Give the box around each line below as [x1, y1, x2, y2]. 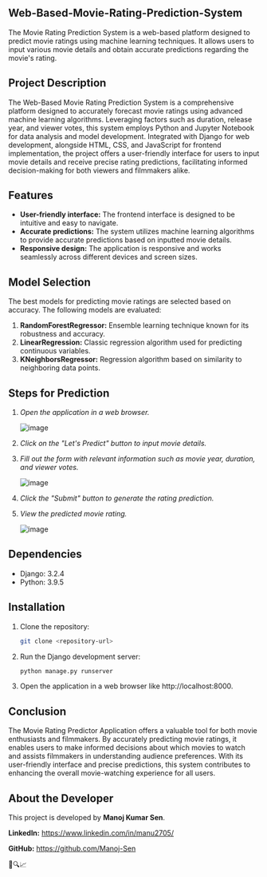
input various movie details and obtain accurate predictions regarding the [8, 44, 249, 54]
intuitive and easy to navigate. [19, 218, 119, 228]
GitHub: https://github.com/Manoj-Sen [8, 843, 136, 854]
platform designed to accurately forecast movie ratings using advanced [8, 106, 243, 115]
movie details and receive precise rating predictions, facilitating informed [8, 157, 249, 166]
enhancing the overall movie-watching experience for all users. [8, 768, 216, 778]
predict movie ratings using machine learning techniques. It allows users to [8, 36, 255, 46]
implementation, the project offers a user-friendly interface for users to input [8, 148, 260, 158]
